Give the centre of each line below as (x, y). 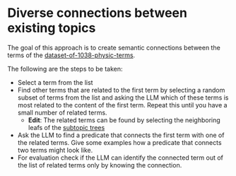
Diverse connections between (97, 13)
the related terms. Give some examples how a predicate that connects (119, 142)
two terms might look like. (55, 150)
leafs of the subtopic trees (66, 127)
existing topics (52, 28)
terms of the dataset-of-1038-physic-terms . (71, 55)
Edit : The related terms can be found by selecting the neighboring (124, 120)
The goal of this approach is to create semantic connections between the (114, 47)
